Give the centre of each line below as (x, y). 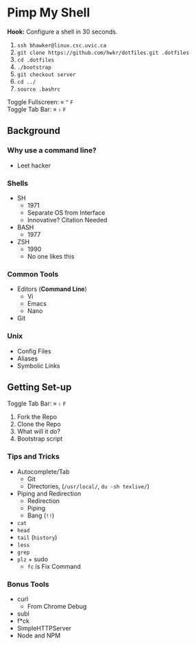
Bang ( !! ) (41, 515)
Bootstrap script (40, 439)
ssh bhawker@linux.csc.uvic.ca (62, 45)
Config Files (34, 351)
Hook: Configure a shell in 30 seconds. (62, 32)
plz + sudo (33, 559)
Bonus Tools (28, 584)
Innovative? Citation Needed (67, 220)
